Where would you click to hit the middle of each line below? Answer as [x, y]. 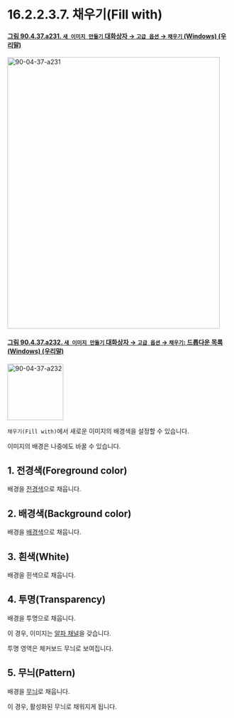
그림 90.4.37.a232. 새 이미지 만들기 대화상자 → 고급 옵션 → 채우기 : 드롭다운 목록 [115, 342]
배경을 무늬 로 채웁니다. [39, 691]
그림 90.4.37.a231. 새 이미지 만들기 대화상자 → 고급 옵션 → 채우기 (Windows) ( [114, 36]
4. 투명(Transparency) [57, 600]
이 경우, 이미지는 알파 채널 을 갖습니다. [59, 633]
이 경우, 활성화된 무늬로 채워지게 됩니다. [62, 706]
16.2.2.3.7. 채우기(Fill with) [85, 15]
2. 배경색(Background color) [69, 514]
